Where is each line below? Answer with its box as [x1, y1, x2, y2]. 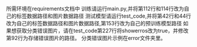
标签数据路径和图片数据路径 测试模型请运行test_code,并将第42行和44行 [16, 12, 191, 19]
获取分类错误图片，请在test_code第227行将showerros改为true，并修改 [16, 27, 189, 34]
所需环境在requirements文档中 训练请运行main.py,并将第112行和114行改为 [6, 5, 185, 12]
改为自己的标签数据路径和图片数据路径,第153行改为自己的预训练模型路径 [6, 20, 182, 26]
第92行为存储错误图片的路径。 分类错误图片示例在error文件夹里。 [6, 35, 166, 41]
